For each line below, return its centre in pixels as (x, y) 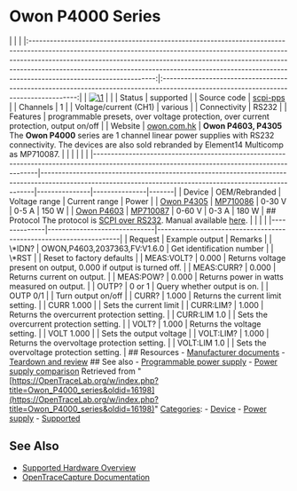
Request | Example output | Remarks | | (200, 239)
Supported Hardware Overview (79, 467)
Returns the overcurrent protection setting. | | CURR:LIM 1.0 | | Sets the (139, 314)
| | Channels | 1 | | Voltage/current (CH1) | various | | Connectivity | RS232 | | (148, 107)
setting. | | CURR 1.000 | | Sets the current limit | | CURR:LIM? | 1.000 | (137, 305)
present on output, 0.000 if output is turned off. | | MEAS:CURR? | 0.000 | (143, 267)
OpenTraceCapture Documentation (86, 477)
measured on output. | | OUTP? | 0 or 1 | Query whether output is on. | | (139, 286)
